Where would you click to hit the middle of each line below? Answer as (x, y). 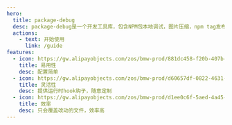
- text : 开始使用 (42, 40)
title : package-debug (44, 20)
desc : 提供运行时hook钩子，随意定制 (65, 91)
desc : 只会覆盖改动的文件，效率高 (62, 110)
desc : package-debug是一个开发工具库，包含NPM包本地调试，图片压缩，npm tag (114, 26)
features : (21, 53)
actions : (25, 33)
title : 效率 (35, 104)
